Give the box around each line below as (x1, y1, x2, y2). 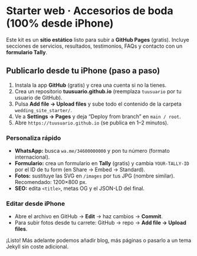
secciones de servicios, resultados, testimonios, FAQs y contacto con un (6, 42, 183, 50)
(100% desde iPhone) (6, 17, 114, 30)
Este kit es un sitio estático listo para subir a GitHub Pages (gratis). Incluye (6, 36, 190, 43)
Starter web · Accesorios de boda (6, 4, 174, 18)
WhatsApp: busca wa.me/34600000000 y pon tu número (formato (14, 147, 170, 155)
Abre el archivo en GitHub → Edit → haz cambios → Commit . (14, 213, 163, 220)
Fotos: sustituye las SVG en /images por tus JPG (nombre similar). (14, 172, 175, 179)
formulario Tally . (6, 48, 48, 55)
